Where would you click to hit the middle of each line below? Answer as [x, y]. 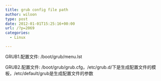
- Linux [18, 38]
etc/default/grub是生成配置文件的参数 [55, 73]
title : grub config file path [37, 10]
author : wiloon [21, 14]
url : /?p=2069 [20, 28]
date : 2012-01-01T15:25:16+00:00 [40, 24]
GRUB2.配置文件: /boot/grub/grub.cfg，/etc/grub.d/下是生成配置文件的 [78, 67]
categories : [18, 33]
